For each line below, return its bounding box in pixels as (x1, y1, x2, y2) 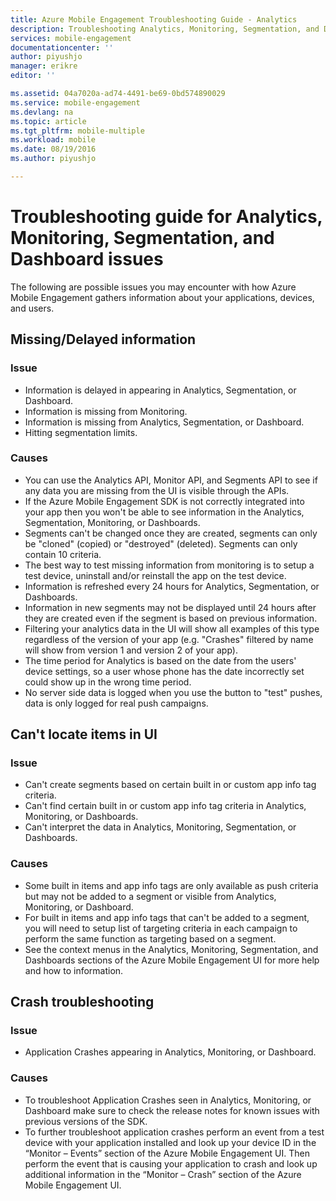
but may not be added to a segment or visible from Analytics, (24, 890, 277, 902)
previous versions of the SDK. (24, 1115, 148, 1127)
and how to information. (24, 964, 124, 976)
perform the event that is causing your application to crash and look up (24, 1157, 318, 1170)
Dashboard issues (10, 248, 164, 271)
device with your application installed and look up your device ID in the (24, 1136, 317, 1148)
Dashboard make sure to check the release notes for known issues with (24, 1104, 320, 1116)
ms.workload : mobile (10, 135, 97, 145)
